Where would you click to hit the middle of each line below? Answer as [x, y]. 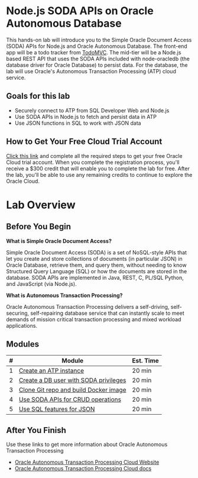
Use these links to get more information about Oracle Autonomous [87, 444]
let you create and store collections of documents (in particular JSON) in [94, 259]
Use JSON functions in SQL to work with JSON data [78, 123]
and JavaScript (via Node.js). [41, 284]
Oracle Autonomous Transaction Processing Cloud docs [83, 469]
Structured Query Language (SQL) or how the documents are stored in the [97, 271]
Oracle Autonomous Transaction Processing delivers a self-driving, [88, 306]
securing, [18, 313]
